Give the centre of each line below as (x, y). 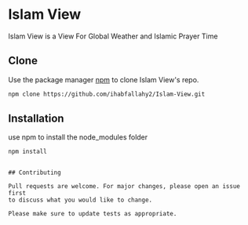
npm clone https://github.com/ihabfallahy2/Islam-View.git (107, 94)
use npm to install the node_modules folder (78, 137)
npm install (27, 152)
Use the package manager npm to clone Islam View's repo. (104, 79)
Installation (36, 119)
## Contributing (35, 173)
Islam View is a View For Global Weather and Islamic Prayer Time (113, 36)
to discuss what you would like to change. (80, 200)
